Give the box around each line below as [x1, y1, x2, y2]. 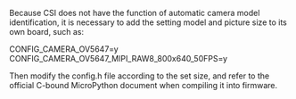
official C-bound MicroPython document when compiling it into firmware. [9, 80, 278, 90]
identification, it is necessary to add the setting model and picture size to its [9, 17, 287, 28]
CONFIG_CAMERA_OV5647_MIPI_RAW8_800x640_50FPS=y [9, 54, 228, 63]
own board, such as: [9, 27, 85, 37]
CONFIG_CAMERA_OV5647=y [9, 44, 119, 54]
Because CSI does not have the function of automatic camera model [9, 8, 260, 18]
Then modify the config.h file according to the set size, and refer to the [9, 70, 270, 81]
